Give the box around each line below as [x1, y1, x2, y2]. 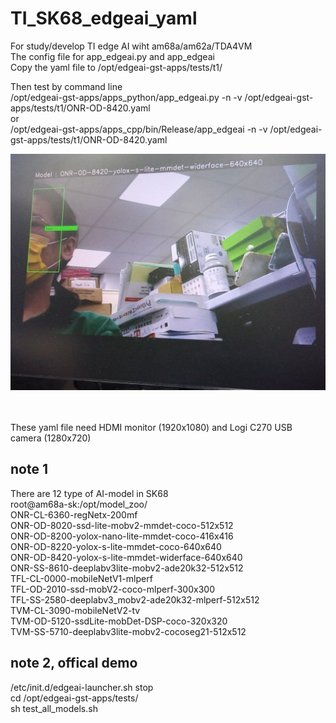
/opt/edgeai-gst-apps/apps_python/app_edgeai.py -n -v [10, 91, 243, 103]
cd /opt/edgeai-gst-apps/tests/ [10, 692, 139, 704]
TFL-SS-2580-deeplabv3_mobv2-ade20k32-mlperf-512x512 [10, 593, 260, 606]
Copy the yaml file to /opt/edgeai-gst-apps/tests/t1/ [10, 61, 223, 73]
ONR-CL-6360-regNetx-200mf [10, 508, 138, 521]
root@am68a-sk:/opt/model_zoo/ [10, 498, 148, 510]
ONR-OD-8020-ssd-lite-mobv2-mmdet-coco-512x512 [10, 519, 234, 531]
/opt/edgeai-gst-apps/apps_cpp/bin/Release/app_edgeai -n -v [10, 123, 268, 135]
